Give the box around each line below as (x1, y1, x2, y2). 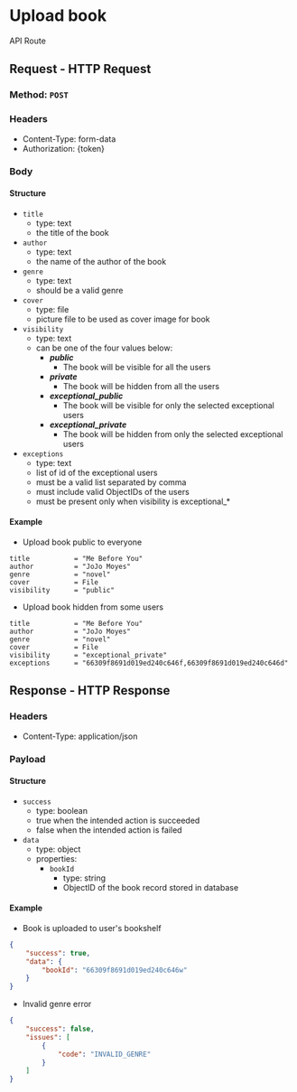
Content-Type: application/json (22, 731, 138, 742)
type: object (35, 844, 81, 854)
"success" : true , (25, 948, 91, 957)
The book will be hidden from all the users (62, 380, 219, 391)
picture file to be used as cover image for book (35, 313, 210, 324)
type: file (35, 303, 70, 314)
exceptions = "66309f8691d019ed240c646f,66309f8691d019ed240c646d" (9, 658, 289, 667)
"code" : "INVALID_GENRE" (57, 1050, 152, 1059)
